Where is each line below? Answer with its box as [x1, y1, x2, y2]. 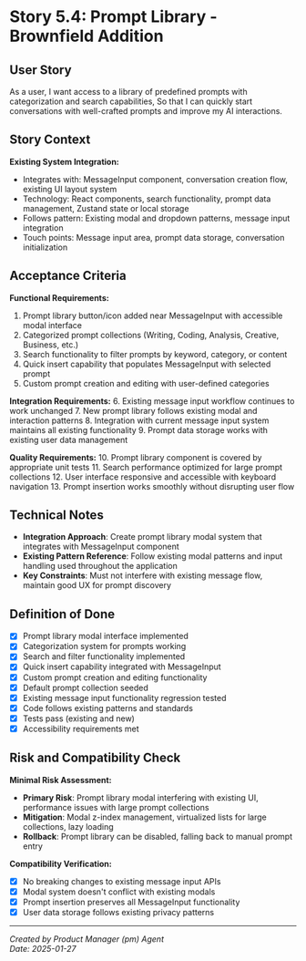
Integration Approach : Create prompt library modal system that [22, 532, 262, 542]
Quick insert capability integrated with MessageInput [22, 661, 221, 672]
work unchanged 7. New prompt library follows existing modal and [9, 405, 258, 416]
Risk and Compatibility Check [9, 750, 181, 766]
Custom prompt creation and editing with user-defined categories [22, 377, 270, 388]
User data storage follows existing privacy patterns [22, 906, 215, 917]
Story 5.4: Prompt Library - [9, 6, 218, 27]
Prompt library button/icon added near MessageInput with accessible [22, 310, 283, 321]
